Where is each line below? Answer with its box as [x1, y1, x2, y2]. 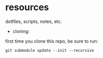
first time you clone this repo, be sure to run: [5, 38, 98, 44]
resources [5, 2, 49, 13]
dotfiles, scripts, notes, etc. [5, 18, 62, 24]
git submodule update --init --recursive [5, 48, 94, 53]
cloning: [12, 28, 30, 34]
